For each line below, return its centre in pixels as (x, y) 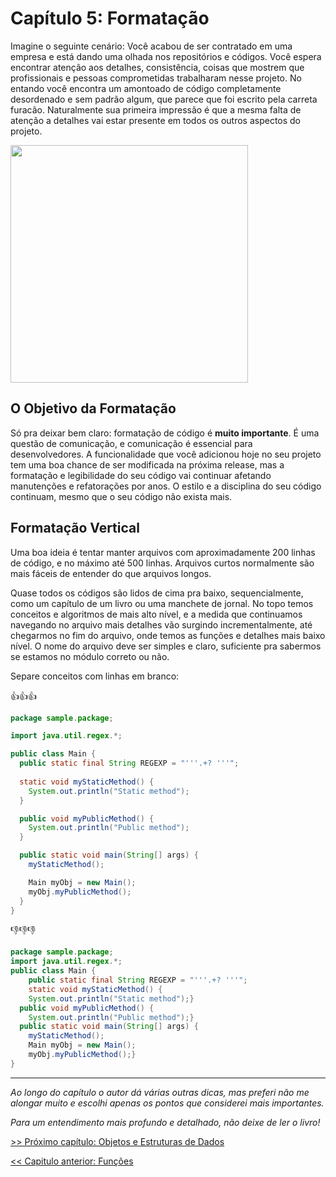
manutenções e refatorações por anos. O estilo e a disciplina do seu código (166, 486)
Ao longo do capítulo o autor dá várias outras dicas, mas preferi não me (160, 1092)
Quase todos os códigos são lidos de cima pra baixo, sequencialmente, (157, 593)
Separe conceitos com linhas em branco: (95, 676)
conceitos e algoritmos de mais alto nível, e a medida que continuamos (156, 614)
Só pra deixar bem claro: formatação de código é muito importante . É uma (165, 433)
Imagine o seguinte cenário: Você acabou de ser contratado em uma (151, 46)
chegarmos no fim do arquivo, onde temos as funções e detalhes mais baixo (168, 635)
